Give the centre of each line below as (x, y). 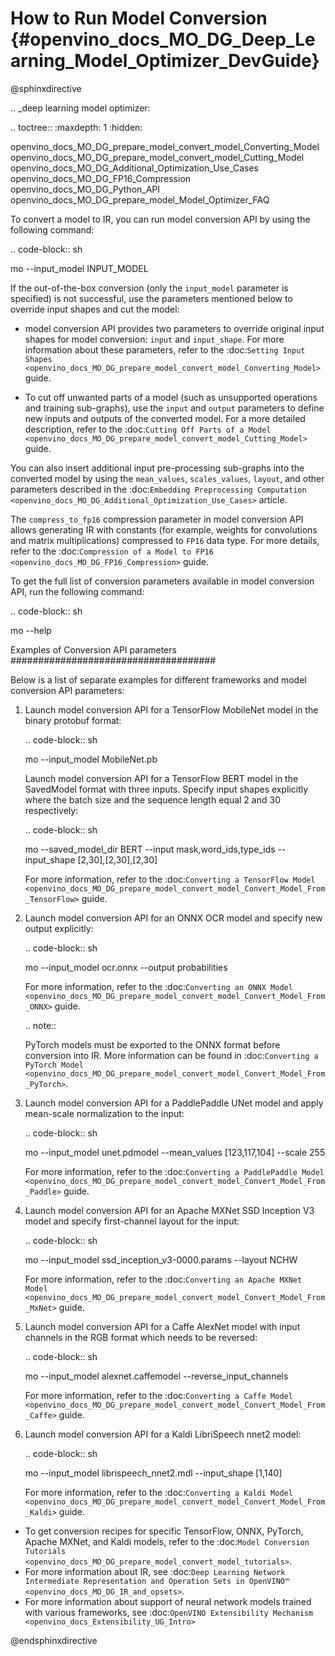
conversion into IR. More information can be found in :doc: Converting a (171, 1055)
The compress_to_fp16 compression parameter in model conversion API (157, 519)
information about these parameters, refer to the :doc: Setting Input (165, 349)
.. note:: (40, 1025)
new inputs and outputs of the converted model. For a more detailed (165, 418)
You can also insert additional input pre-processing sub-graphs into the (157, 468)
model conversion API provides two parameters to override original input (174, 328)
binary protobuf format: (73, 720)
